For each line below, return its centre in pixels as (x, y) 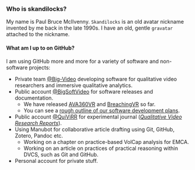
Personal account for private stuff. (56, 161)
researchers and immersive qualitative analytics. (74, 85)
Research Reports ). (38, 123)
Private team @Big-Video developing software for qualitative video (96, 79)
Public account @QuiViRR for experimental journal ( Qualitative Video (98, 117)
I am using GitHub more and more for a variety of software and (82, 61)
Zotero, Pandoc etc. (39, 136)
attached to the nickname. (38, 34)
